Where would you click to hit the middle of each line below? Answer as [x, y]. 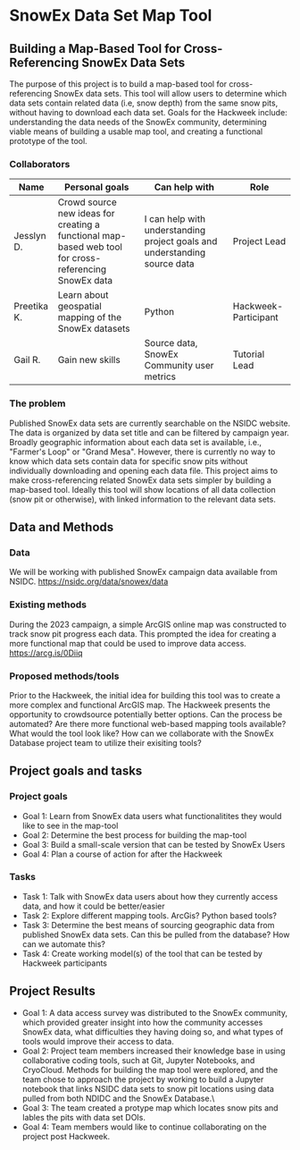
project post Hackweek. [66, 1136]
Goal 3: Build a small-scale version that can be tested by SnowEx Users [154, 844]
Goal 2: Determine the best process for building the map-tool [134, 835]
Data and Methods [62, 527]
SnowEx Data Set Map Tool [111, 16]
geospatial [80, 307]
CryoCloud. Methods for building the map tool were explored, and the [150, 1070]
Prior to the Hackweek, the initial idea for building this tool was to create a [145, 695]
